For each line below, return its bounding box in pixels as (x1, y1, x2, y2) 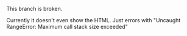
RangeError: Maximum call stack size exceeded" (6, 23, 128, 30)
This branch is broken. (6, 5, 63, 12)
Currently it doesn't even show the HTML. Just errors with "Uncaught (6, 17, 181, 23)
